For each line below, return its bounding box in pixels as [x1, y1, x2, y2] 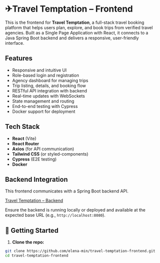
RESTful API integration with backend [12, 88, 88, 93]
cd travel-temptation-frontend [5, 253, 69, 258]
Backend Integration [5, 175, 68, 183]
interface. [5, 40, 24, 46]
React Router [12, 140, 39, 146]
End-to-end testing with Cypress [12, 103, 78, 109]
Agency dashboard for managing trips [12, 77, 89, 83]
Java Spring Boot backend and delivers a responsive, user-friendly [5, 35, 139, 41]
